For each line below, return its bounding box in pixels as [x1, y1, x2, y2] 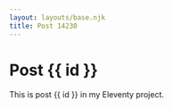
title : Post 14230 [9, 21, 78, 30]
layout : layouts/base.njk [9, 13, 105, 22]
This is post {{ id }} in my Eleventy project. [9, 89, 165, 100]
